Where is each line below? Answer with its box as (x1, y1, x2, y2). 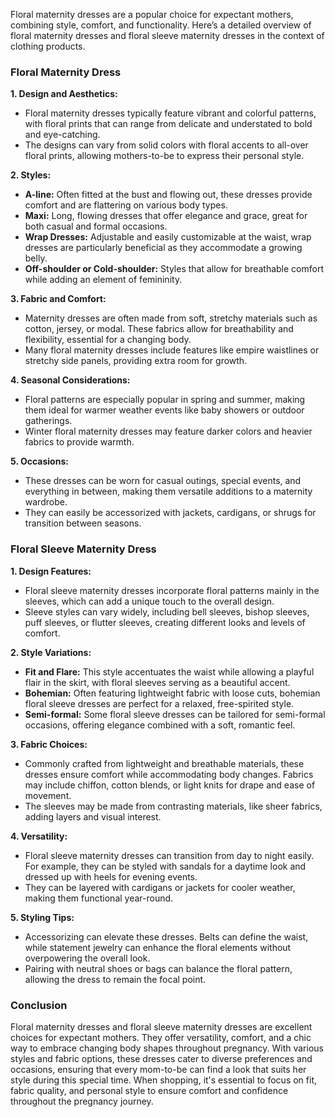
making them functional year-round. (24, 892, 174, 904)
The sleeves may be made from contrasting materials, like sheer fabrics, (24, 800, 323, 812)
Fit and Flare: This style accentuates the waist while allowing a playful (24, 665, 315, 678)
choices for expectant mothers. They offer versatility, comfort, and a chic (10, 1031, 312, 1043)
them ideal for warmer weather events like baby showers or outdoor (24, 404, 305, 416)
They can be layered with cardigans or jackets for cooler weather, (24, 881, 296, 893)
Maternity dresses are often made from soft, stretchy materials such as (24, 312, 318, 324)
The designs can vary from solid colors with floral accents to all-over (24, 139, 309, 151)
